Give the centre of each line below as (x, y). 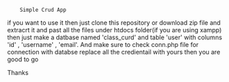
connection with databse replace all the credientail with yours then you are (114, 52)
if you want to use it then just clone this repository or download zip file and (114, 23)
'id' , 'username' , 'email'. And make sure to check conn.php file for (103, 44)
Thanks (18, 73)
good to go (23, 59)
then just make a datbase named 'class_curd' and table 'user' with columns (115, 37)
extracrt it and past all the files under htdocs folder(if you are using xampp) (114, 30)
